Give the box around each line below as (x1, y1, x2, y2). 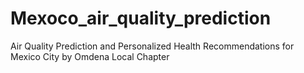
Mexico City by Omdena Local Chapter (10, 50, 170, 62)
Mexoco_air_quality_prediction (10, 7, 272, 30)
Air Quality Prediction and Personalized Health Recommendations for (10, 40, 295, 52)
